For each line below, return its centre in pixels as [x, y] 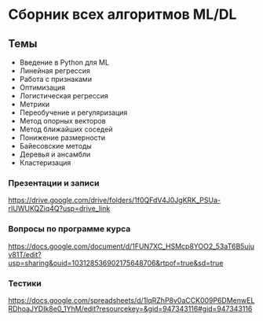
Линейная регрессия [55, 71]
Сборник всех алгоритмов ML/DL [122, 15]
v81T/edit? [25, 254]
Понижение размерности [62, 138]
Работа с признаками [56, 79]
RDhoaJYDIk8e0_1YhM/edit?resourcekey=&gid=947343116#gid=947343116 [130, 308]
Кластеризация [45, 162]
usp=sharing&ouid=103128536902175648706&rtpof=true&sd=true [116, 263]
